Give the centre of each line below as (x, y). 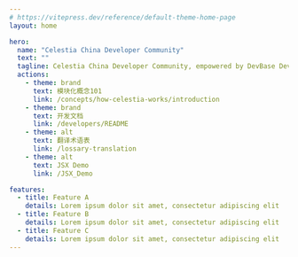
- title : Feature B (53, 214)
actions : (33, 75)
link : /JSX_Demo (63, 174)
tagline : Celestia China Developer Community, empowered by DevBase (146, 66)
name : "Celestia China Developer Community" (101, 50)
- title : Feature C (53, 230)
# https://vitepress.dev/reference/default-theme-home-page (123, 17)
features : (27, 190)
